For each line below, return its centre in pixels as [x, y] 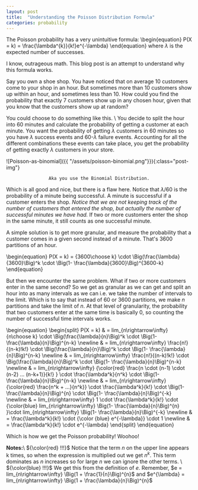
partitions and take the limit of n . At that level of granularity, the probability [97, 306]
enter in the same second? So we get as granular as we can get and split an [99, 287]
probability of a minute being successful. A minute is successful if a [89, 196]
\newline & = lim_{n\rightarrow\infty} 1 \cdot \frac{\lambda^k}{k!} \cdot [92, 400]
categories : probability [37, 23]
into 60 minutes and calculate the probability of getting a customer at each [97, 125]
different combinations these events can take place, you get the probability [98, 144]
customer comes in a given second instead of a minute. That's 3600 [90, 239]
